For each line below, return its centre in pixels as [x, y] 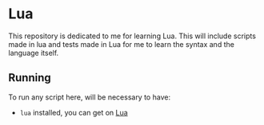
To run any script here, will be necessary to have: [89, 97]
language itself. [34, 53]
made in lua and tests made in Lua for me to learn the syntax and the [121, 44]
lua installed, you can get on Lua [74, 112]
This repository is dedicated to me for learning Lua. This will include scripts [132, 36]
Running [30, 78]
